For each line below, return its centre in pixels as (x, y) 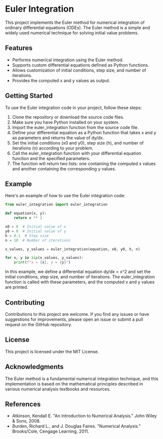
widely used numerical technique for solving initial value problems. (72, 33)
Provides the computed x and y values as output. (61, 80)
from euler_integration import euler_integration (56, 205)
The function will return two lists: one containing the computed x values (84, 164)
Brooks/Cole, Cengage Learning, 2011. (50, 431)
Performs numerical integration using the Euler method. (68, 60)
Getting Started (29, 96)
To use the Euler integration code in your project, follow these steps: (73, 108)
